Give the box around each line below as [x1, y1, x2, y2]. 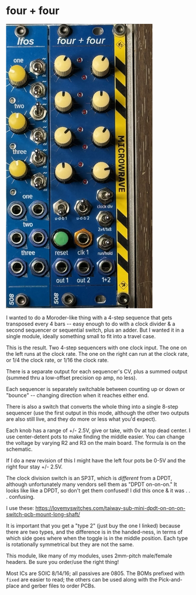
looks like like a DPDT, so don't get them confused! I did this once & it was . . [6, 487, 191, 494]
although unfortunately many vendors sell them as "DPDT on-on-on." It [6, 481, 177, 488]
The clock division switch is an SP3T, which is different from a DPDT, [6, 474, 173, 481]
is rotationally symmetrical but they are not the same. [6, 540, 135, 548]
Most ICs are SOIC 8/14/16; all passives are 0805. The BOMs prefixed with [6, 570, 185, 577]
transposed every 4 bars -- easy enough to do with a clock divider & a [6, 320, 176, 327]
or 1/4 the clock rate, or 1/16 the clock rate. [6, 356, 109, 363]
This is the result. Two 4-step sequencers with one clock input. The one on [6, 344, 187, 351]
